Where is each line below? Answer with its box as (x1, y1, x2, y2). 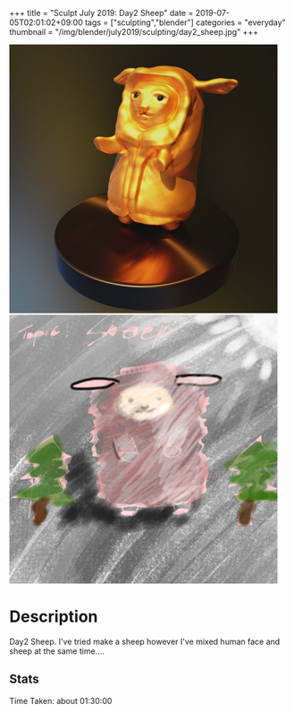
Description (9, 606, 98, 627)
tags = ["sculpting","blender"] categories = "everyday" (84, 17, 286, 28)
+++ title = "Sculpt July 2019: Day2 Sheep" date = (9, 8, 194, 18)
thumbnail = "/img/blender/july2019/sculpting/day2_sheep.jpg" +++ (9, 27, 259, 37)
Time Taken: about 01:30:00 (9, 695, 113, 706)
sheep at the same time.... (9, 645, 105, 657)
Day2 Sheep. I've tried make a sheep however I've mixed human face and (9, 636, 281, 647)
